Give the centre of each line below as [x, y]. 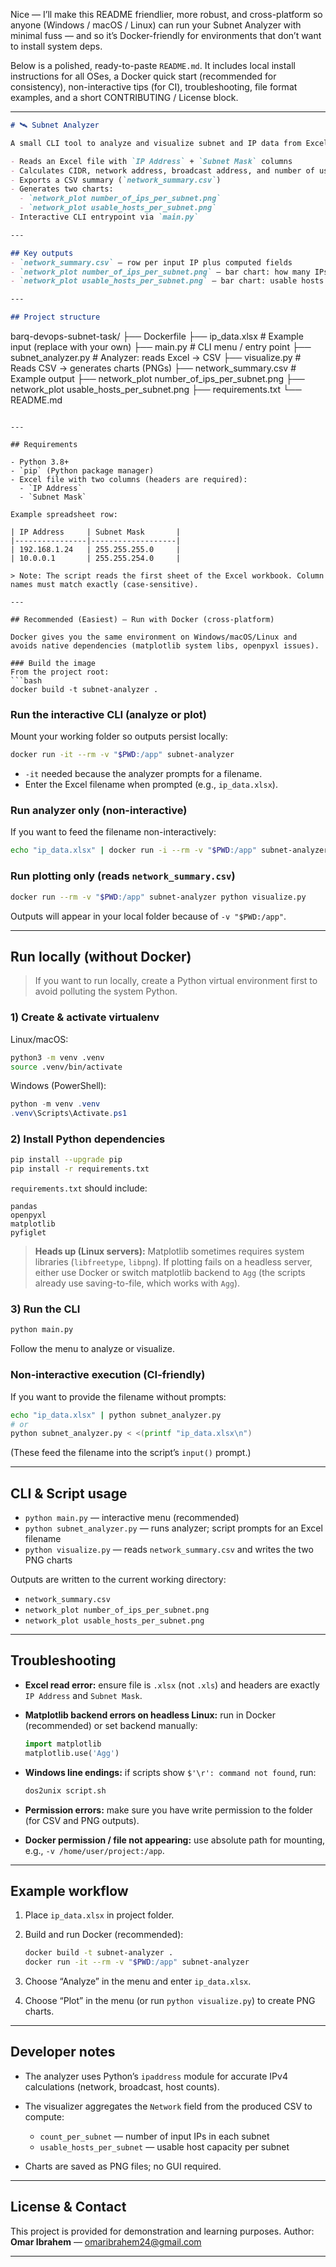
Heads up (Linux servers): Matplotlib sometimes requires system [169, 1251]
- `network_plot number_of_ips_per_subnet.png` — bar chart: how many [160, 272]
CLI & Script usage [69, 1493]
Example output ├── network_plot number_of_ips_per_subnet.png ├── [157, 378]
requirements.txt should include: [79, 1188]
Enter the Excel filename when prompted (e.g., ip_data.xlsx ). [151, 785]
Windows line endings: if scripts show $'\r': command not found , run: [170, 1772]
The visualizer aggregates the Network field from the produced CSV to [168, 2106]
